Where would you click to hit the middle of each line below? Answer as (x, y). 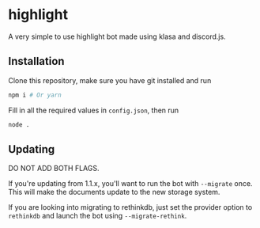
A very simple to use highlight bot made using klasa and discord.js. (117, 36)
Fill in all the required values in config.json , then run (94, 110)
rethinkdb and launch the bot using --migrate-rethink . (98, 216)
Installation (36, 61)
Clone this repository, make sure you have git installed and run (110, 80)
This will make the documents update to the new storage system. (114, 192)
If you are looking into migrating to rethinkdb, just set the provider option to (130, 207)
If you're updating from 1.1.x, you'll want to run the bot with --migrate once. (130, 184)
